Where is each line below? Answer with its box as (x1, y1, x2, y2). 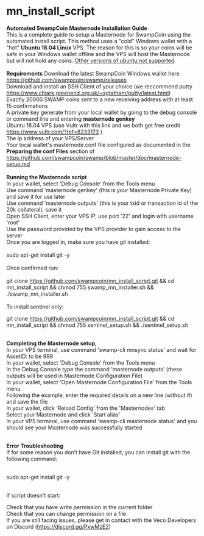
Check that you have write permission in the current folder (6, 503, 153, 510)
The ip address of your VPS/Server (6, 134, 94, 141)
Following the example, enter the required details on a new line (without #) (6, 391, 193, 399)
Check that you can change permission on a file (6, 510, 127, 517)
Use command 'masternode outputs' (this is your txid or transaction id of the (6, 199, 199, 207)
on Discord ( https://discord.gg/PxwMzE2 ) (6, 523, 111, 530)
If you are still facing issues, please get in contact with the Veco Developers (6, 516, 197, 524)
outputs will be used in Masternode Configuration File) (6, 372, 143, 379)
